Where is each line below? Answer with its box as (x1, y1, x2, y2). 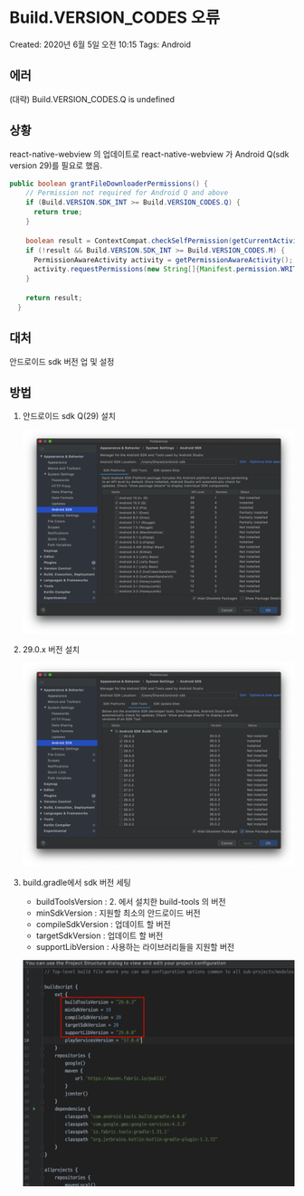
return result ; (25, 294, 83, 303)
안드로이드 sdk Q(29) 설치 (22, 411, 116, 422)
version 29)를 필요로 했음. (9, 159, 102, 171)
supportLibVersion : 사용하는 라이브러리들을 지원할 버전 (35, 941, 235, 952)
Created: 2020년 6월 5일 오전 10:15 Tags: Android (9, 39, 192, 50)
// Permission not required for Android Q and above (25, 188, 229, 198)
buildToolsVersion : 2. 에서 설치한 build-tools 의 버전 (35, 896, 226, 906)
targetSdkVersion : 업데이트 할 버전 (35, 930, 164, 941)
